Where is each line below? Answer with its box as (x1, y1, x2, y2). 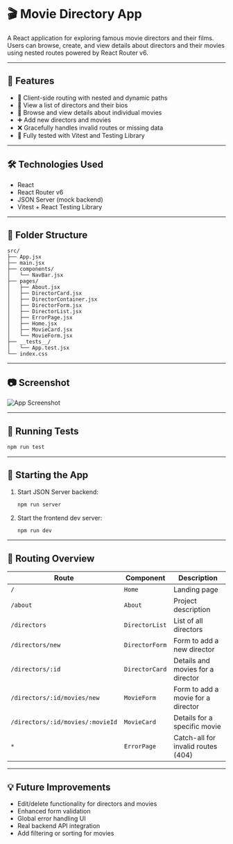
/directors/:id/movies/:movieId (10, 719, 118, 726)
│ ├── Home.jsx (7, 320, 58, 327)
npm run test (7, 443, 45, 450)
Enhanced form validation (17, 807, 91, 816)
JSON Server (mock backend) (17, 195, 103, 204)
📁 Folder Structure (7, 229, 88, 240)
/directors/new (10, 641, 61, 649)
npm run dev (17, 527, 52, 534)
